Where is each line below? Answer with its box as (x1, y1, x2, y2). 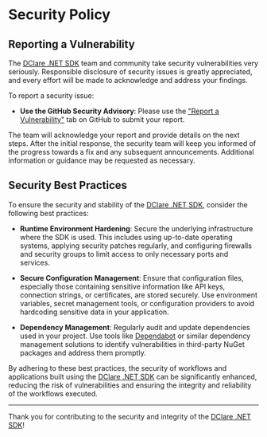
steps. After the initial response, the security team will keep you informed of (8, 139, 257, 148)
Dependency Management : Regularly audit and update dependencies (19, 322, 250, 332)
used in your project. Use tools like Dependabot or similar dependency (19, 331, 251, 341)
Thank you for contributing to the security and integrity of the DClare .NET (8, 411, 252, 421)
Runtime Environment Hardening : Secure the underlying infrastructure (19, 223, 253, 233)
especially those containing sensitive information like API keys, (19, 281, 226, 291)
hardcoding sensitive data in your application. (19, 307, 169, 317)
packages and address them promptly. (19, 348, 146, 357)
